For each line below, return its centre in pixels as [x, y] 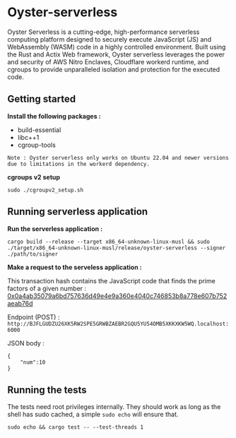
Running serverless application [78, 212]
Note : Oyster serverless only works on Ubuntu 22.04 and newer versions [118, 158]
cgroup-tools [37, 145]
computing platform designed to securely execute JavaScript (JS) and [110, 39]
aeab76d [20, 303]
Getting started [42, 99]
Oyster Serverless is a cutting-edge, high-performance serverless [104, 32]
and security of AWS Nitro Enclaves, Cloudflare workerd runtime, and [108, 61]
